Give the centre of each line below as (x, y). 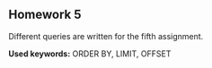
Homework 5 (45, 15)
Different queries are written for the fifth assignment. (106, 36)
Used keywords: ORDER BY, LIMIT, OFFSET (90, 54)
